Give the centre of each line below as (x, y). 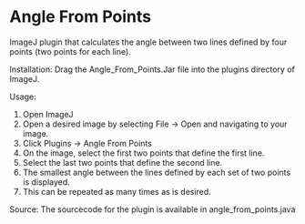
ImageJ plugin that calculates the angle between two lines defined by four (148, 42)
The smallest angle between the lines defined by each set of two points (157, 172)
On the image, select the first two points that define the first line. (143, 153)
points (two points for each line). (71, 51)
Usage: (23, 97)
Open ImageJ (48, 114)
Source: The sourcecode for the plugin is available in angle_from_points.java (152, 209)
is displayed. (46, 182)
